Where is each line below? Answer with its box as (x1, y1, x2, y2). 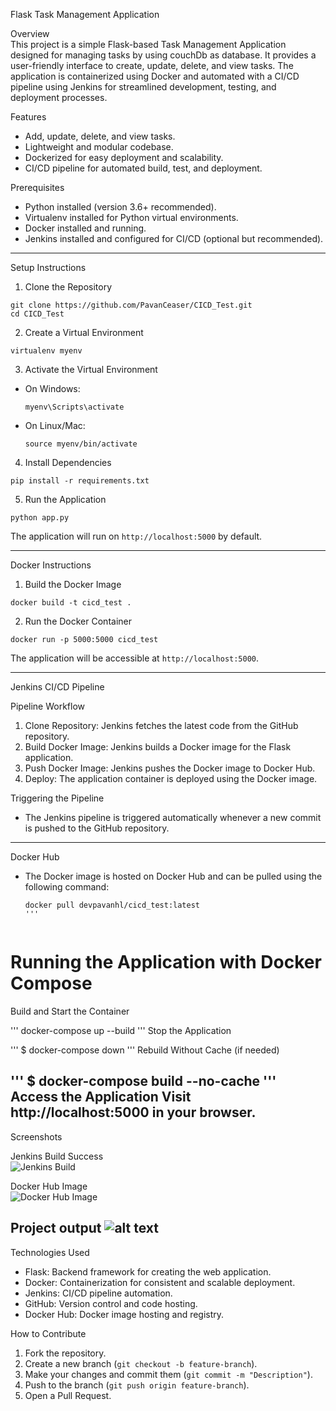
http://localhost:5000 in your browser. (10, 1104, 257, 1121)
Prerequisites (10, 182, 65, 193)
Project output (10, 1220, 102, 1237)
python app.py (10, 513, 70, 523)
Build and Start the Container (10, 1005, 130, 1017)
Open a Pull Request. (24, 1389, 112, 1401)
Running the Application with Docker (10, 951, 322, 974)
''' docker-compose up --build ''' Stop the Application (10, 1024, 232, 1036)
